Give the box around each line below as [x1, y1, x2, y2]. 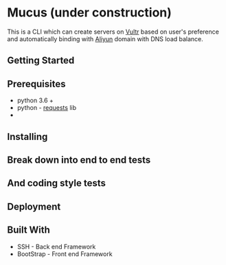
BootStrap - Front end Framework [16, 249, 113, 258]
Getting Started [7, 55, 75, 67]
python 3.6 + [16, 96, 54, 104]
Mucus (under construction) [7, 5, 172, 21]
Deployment [7, 200, 61, 212]
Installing [7, 130, 48, 142]
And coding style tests [7, 177, 106, 189]
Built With [7, 224, 50, 236]
